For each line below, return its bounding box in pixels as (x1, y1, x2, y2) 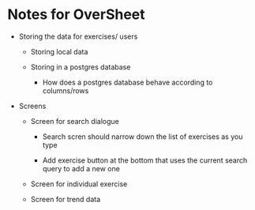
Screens (18, 101, 47, 111)
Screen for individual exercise (30, 179, 128, 189)
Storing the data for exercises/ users (18, 32, 138, 41)
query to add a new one (42, 163, 120, 173)
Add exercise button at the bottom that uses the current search (42, 156, 248, 165)
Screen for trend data (30, 194, 101, 204)
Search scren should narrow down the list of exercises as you (42, 132, 243, 141)
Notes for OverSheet (7, 6, 145, 24)
